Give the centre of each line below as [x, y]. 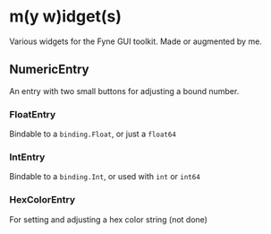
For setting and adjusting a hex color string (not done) [109, 219]
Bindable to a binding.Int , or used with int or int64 [105, 177]
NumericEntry [49, 69]
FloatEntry [33, 114]
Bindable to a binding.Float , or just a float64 [93, 134]
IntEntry [27, 157]
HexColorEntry [42, 200]
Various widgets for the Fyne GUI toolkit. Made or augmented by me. [135, 41]
